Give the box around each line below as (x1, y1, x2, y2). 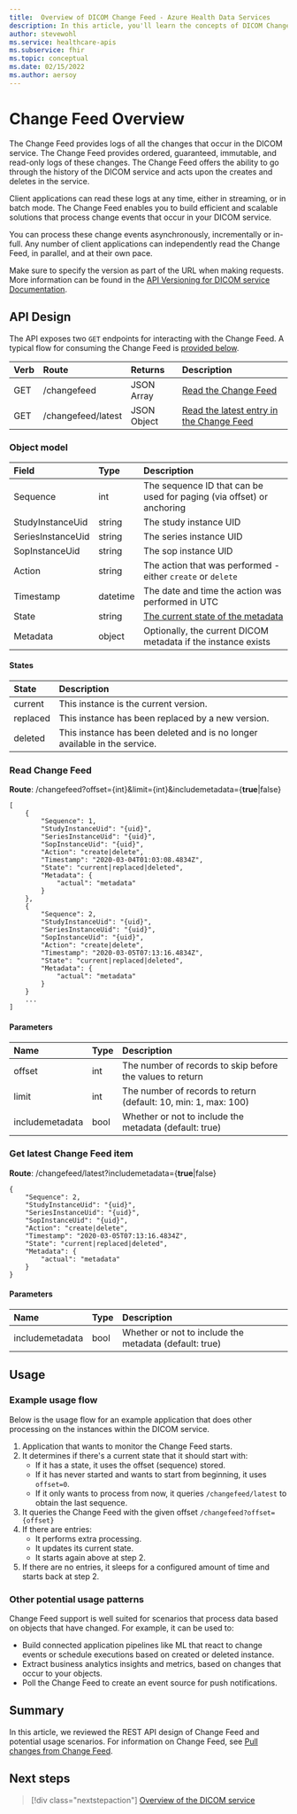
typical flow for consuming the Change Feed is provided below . (9, 342, 240, 353)
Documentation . (9, 284, 68, 294)
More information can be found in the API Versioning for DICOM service (9, 274, 270, 284)
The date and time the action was (143, 584, 282, 596)
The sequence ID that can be (143, 479, 263, 492)
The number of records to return (122, 1085, 256, 1097)
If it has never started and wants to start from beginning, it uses (34, 1468, 267, 1480)
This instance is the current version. (58, 697, 208, 710)
